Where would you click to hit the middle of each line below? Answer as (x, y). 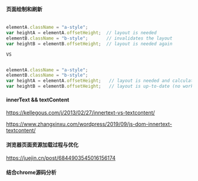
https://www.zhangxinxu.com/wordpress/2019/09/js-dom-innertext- (89, 124)
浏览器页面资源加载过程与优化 (42, 144)
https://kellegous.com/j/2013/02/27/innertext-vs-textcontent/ (80, 113)
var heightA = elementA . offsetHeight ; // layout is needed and (88, 81)
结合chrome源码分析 (32, 172)
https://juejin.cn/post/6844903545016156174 (61, 158)
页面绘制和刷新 (24, 9)
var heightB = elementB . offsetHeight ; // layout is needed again (89, 44)
